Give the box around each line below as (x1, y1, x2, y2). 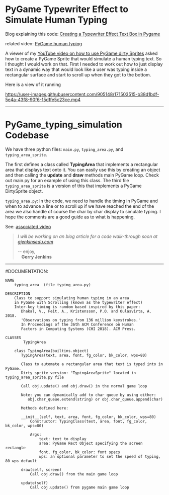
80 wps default (5, 458, 37, 463)
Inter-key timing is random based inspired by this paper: (14, 304, 141, 309)
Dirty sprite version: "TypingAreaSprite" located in (21, 370, 136, 375)
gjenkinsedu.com (17, 238, 54, 244)
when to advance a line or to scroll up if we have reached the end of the (5, 203, 154, 209)
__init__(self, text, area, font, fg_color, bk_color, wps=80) (21, 414, 156, 420)
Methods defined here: (21, 405, 69, 410)
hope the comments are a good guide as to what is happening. (5, 214, 135, 220)
